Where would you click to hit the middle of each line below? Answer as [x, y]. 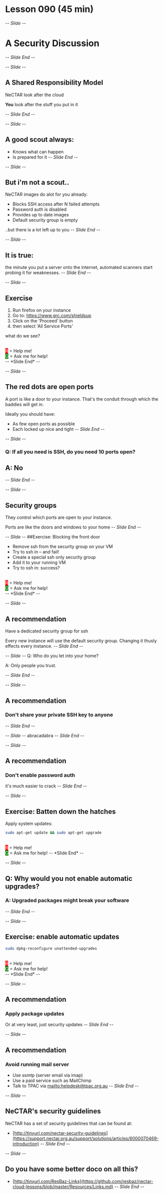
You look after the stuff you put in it [42, 104]
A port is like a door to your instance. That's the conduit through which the [82, 399]
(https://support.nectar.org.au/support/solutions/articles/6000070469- [85, 1138]
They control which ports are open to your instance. [59, 517]
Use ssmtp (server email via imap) [48, 1075]
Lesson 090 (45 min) [49, 9]
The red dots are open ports [49, 387]
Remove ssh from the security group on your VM [63, 546]
